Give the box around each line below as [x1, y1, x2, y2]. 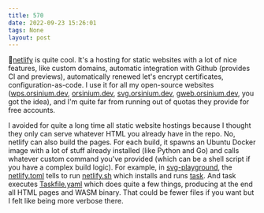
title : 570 [8, 11, 44, 20]
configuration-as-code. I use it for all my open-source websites [8, 80, 214, 90]
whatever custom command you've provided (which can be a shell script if [8, 155, 251, 164]
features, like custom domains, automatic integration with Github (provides [8, 64, 251, 73]
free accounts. [8, 106, 56, 115]
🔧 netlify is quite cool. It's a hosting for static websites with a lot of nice [8, 55, 238, 65]
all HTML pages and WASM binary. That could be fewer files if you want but [8, 188, 255, 197]
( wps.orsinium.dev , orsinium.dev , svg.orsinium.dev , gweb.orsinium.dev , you [8, 88, 255, 99]
